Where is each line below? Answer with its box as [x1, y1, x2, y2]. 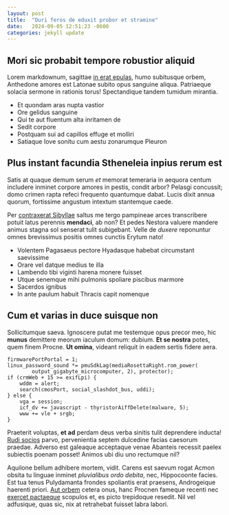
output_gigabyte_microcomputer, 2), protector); [32, 368, 174, 375]
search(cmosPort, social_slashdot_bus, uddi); [19, 386, 155, 393]
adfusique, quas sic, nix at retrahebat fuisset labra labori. [7, 500, 168, 508]
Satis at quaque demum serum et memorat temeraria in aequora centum [7, 175, 212, 184]
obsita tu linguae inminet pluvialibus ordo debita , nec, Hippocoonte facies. [7, 470, 218, 479]
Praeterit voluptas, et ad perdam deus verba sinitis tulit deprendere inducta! [7, 428, 222, 437]
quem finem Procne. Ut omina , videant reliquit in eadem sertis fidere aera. [7, 342, 218, 351]
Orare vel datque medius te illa [17, 261, 105, 269]
